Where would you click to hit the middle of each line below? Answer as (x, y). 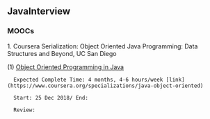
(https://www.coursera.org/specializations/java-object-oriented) (105, 86)
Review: (25, 110)
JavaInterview (39, 11)
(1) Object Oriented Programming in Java (65, 67)
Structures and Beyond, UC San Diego (62, 53)
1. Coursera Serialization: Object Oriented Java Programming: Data (103, 46)
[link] (176, 80)
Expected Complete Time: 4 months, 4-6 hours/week (88, 80)
